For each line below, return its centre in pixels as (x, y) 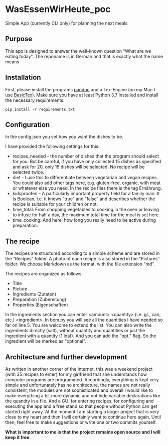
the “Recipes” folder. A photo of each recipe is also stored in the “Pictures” (82, 259)
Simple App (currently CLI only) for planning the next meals (66, 23)
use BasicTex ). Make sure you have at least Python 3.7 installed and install (82, 95)
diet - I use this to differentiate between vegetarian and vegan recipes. (85, 178)
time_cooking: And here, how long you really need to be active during (84, 220)
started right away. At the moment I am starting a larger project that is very (82, 412)
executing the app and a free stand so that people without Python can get (81, 406)
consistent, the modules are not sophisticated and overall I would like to (79, 390)
